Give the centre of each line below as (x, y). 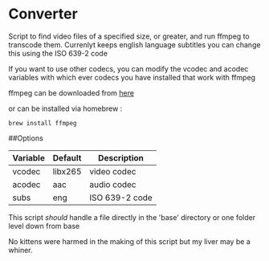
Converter (43, 14)
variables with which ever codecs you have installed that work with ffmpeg (132, 77)
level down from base (44, 226)
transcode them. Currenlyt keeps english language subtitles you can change (134, 44)
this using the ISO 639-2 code (58, 53)
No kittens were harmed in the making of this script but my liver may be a (129, 241)
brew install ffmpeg (43, 123)
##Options (26, 138)
